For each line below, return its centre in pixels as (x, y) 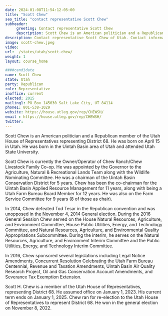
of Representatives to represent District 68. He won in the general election (82, 302)
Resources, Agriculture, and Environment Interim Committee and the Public (82, 240)
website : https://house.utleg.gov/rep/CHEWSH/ (54, 112)
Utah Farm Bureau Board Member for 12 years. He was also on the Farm (79, 193)
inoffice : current (24, 93)
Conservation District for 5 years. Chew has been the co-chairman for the (81, 183)
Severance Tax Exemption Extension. (43, 277)
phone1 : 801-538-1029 (28, 108)
